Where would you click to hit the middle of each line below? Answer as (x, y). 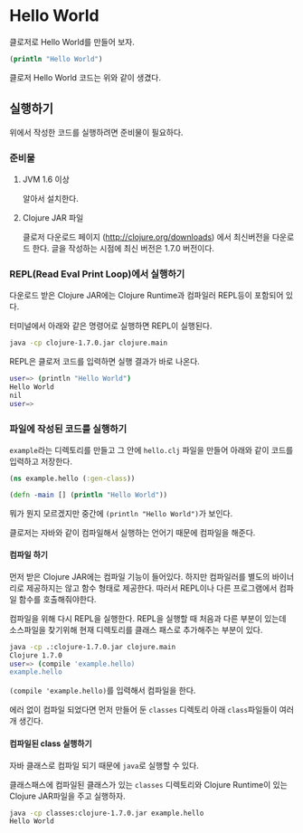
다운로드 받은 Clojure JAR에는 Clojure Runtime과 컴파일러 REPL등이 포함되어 (147, 296)
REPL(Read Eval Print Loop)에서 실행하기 (97, 274)
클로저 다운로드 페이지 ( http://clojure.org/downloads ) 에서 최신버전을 (146, 237)
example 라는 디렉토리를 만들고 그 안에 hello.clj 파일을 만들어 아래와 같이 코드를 (151, 450)
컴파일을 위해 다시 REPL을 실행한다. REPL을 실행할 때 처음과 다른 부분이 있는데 (148, 618)
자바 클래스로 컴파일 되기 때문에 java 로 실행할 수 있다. (104, 765)
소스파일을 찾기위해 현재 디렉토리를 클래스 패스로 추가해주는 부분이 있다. (136, 629)
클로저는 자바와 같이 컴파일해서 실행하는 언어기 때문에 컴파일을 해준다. (133, 532)
